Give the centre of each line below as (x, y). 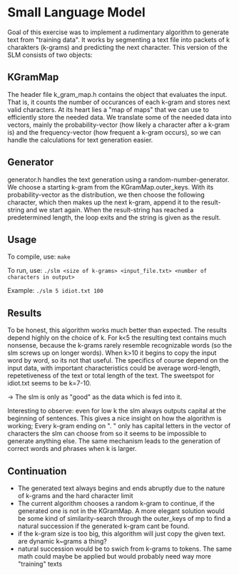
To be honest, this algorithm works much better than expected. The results (117, 330)
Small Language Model (77, 12)
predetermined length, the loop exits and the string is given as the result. (114, 217)
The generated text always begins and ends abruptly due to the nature (121, 488)
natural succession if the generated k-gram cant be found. (103, 526)
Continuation (37, 471)
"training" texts (40, 564)
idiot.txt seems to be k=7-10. (49, 383)
